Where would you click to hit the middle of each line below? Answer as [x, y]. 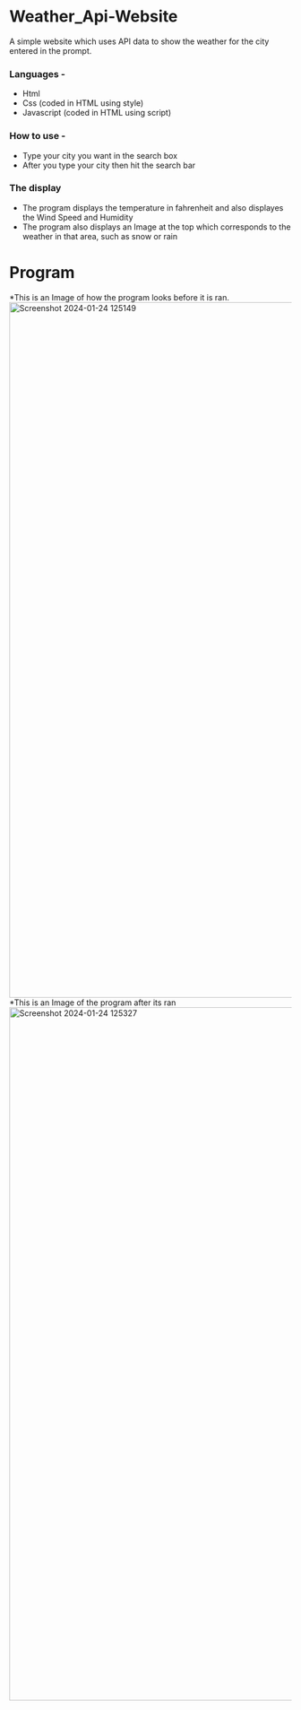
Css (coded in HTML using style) [83, 103]
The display [35, 188]
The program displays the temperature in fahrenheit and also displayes [153, 207]
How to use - [38, 136]
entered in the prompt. [51, 50]
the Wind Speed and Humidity [77, 217]
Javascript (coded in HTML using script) [97, 113]
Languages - [37, 74]
